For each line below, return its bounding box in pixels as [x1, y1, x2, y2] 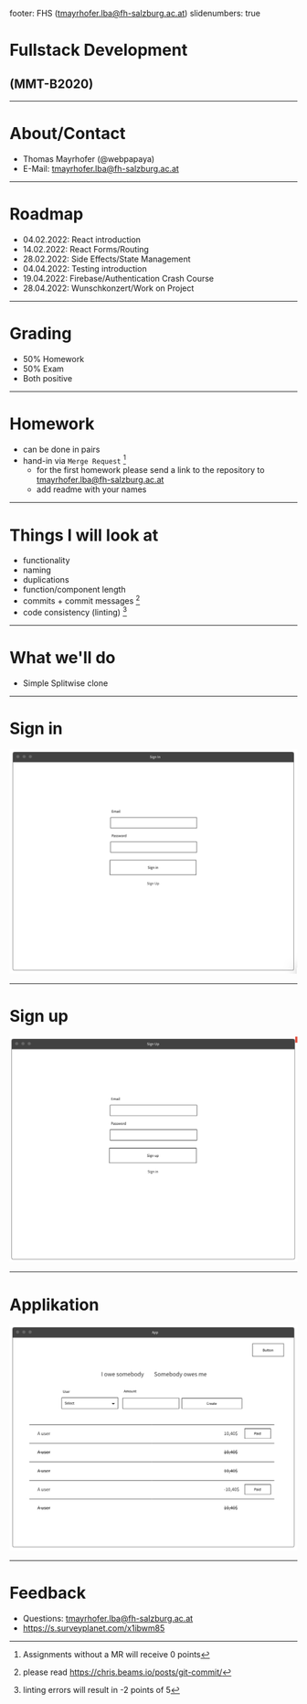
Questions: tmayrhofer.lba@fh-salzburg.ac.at [22, 1613, 194, 1624]
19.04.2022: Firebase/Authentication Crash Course [22, 273, 215, 284]
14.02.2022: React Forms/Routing [22, 243, 149, 254]
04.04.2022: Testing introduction [22, 263, 148, 273]
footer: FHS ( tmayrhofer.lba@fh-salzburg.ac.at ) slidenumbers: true [9, 8, 261, 18]
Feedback [9, 1582, 87, 1603]
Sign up [9, 1006, 69, 1027]
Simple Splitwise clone [22, 677, 109, 689]
